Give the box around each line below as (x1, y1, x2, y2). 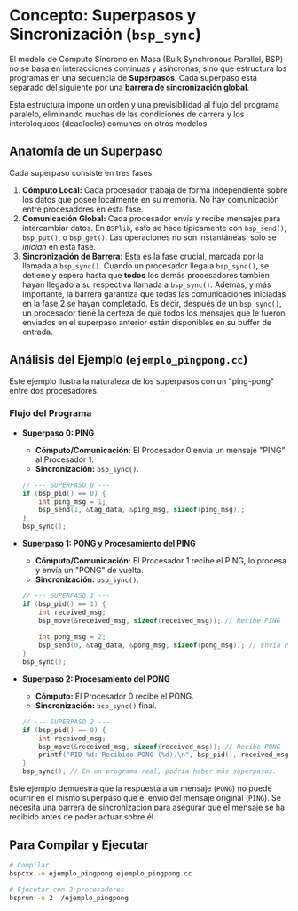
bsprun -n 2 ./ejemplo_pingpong (9, 893, 129, 902)
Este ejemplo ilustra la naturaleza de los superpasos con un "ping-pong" (9, 375, 275, 387)
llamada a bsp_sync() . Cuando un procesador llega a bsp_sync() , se (21, 260, 270, 271)
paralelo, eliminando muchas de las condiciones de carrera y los (9, 108, 245, 119)
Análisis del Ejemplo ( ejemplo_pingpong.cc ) (9, 352, 248, 367)
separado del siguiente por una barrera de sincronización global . (9, 82, 250, 92)
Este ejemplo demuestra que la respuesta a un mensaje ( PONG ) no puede (9, 783, 272, 794)
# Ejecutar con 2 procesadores (9, 885, 125, 894)
